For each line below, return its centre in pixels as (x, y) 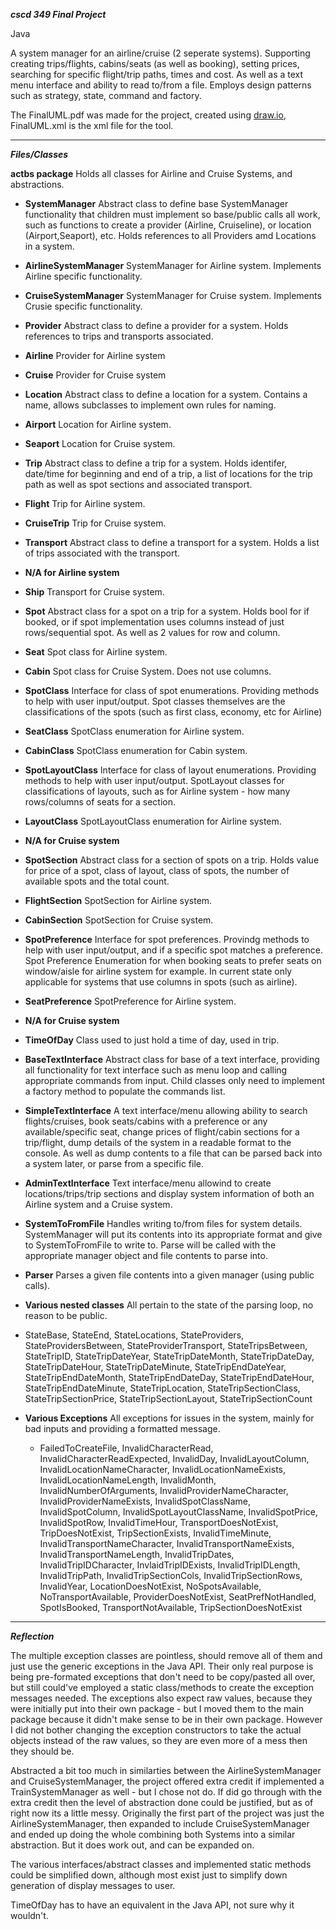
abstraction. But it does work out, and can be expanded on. (132, 1845)
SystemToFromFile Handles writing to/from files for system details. (163, 1223)
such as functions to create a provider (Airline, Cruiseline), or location (168, 225)
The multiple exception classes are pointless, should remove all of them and (166, 1655)
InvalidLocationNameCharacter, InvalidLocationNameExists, (163, 1469)
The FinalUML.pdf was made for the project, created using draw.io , (148, 115)
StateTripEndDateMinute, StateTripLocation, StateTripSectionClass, (162, 1388)
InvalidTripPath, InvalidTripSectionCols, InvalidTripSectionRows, (171, 1575)
